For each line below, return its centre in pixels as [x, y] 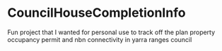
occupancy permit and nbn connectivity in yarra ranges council [100, 39]
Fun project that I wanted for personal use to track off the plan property [111, 32]
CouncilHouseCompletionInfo [97, 13]
